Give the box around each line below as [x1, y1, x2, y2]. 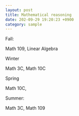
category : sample [5, 21, 42, 27]
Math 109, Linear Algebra [5, 45, 58, 52]
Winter [5, 56, 19, 62]
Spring [5, 75, 19, 82]
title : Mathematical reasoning [5, 12, 72, 17]
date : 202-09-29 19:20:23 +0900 [5, 17, 74, 22]
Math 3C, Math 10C [5, 65, 46, 72]
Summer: [5, 95, 24, 101]
